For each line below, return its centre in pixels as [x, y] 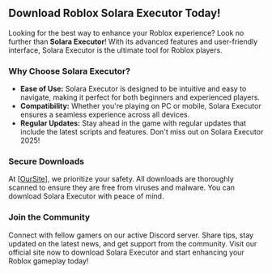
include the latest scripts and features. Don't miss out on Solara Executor [142, 132]
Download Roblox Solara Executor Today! [115, 13]
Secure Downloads [47, 161]
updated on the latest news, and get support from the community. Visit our [133, 243]
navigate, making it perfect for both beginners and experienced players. [140, 97]
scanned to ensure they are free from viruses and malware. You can [122, 188]
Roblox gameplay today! [49, 261]
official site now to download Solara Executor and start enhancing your [126, 252]
